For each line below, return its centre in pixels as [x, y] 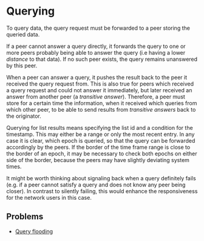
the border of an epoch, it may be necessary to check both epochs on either [102, 154]
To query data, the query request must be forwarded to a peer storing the [98, 28]
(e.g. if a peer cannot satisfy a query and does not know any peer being [96, 185]
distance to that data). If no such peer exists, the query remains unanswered [102, 59]
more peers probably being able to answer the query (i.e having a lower [96, 52]
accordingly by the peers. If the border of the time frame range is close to [98, 147]
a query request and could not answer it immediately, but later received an [99, 90]
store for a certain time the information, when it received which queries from [102, 103]
